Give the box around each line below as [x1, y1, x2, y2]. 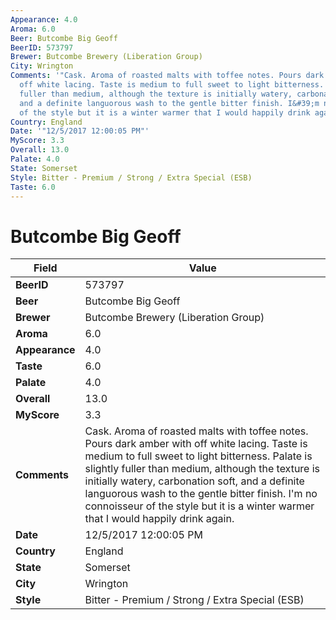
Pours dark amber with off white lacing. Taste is [84, 437, 308, 451]
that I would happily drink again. [84, 512, 235, 526]
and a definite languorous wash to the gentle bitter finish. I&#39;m [19, 98, 320, 108]
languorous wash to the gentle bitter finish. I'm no [84, 487, 318, 501]
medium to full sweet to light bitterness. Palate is [84, 449, 313, 463]
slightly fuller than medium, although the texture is [84, 462, 321, 476]
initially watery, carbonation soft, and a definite [84, 474, 305, 488]
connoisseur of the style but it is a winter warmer [84, 499, 315, 513]
